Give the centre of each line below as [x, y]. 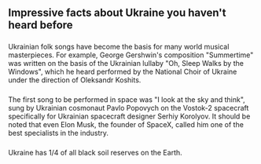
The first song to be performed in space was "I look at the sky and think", [127, 100]
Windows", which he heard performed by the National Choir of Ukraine [123, 72]
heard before [40, 26]
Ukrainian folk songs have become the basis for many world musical [119, 47]
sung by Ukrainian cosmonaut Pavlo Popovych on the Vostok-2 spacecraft [129, 108]
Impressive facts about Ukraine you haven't [117, 13]
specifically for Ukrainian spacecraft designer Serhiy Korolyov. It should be [129, 116]
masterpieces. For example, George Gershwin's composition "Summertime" [131, 55]
